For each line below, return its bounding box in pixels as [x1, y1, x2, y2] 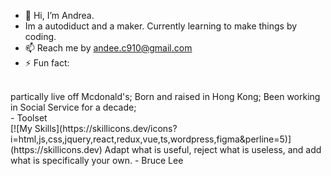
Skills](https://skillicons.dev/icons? [34, 123, 178, 134]
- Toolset [10, 112, 48, 124]
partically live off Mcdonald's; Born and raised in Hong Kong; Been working [10, 91, 321, 102]
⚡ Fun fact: [24, 57, 70, 69]
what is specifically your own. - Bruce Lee [10, 155, 184, 166]
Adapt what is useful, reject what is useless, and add [104, 144, 322, 155]
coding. [24, 31, 57, 42]
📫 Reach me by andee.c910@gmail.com [24, 42, 193, 54]
